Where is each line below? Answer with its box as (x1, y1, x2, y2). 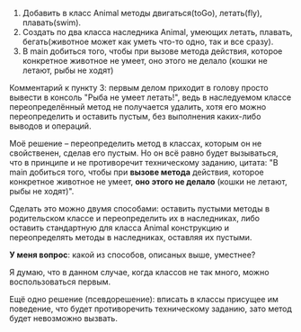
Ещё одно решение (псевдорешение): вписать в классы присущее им (9, 294, 279, 304)
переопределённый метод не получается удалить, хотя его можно (9, 102, 267, 112)
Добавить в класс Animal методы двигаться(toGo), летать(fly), (22, 8, 262, 18)
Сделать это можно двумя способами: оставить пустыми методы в (9, 203, 270, 214)
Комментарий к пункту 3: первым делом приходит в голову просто (9, 83, 269, 93)
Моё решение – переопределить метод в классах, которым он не (9, 139, 262, 148)
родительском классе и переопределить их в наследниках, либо (9, 213, 261, 223)
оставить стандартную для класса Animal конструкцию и (9, 222, 230, 233)
